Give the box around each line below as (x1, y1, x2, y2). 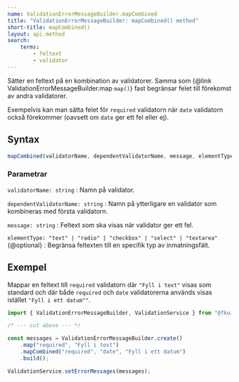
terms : (20, 43, 40, 51)
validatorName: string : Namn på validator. (7, 185, 135, 194)
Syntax (7, 133, 40, 146)
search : (7, 37, 31, 44)
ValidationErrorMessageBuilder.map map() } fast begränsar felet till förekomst (7, 83, 232, 93)
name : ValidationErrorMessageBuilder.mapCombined (7, 10, 158, 18)
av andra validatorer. (7, 91, 68, 100)
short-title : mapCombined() (7, 24, 91, 31)
